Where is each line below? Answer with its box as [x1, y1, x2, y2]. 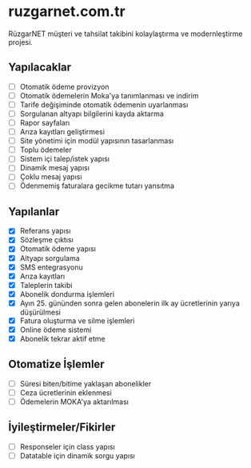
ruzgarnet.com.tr [8, 2, 125, 21]
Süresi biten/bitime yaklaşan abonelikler [19, 378, 152, 388]
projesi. [8, 37, 34, 46]
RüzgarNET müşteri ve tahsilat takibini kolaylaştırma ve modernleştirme [8, 29, 243, 38]
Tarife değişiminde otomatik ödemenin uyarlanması [19, 99, 189, 110]
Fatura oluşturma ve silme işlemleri [19, 315, 135, 326]
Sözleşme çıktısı [19, 235, 74, 245]
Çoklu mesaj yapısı [19, 172, 82, 182]
